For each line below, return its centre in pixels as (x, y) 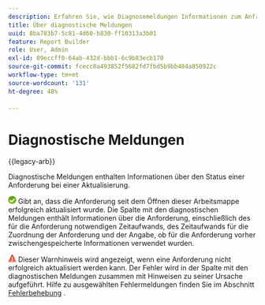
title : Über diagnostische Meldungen (70, 25)
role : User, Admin (38, 50)
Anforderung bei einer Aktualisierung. (69, 185)
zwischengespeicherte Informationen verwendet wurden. (101, 244)
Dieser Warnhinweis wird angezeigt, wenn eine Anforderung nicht (124, 259)
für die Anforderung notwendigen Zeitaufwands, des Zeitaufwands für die (128, 227)
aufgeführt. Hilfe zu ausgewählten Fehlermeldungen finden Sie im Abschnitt (131, 285)
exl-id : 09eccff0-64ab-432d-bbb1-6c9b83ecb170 (86, 58)
